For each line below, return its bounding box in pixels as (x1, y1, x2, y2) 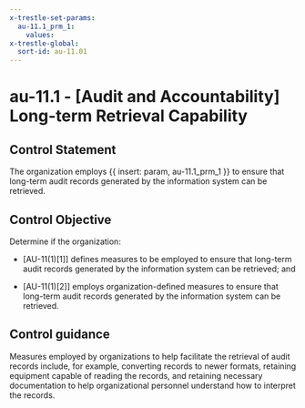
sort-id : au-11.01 (17, 47, 88, 56)
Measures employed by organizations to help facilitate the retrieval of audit (9, 351, 290, 362)
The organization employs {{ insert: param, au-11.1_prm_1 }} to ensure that (9, 166, 285, 178)
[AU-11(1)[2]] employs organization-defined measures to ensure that (22, 280, 280, 291)
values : (25, 30, 55, 39)
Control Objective (9, 211, 112, 228)
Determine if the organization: (9, 236, 121, 247)
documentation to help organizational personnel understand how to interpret (9, 380, 296, 391)
